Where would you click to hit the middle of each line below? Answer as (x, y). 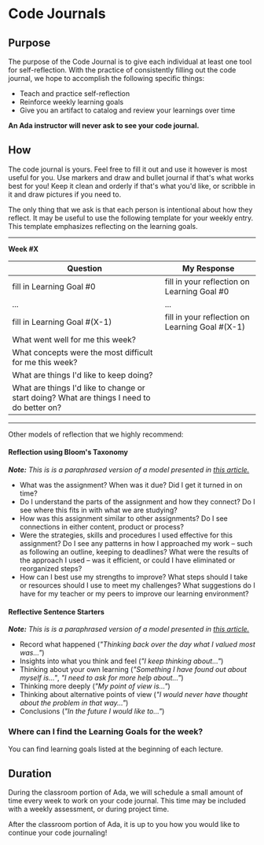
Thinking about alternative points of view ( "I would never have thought (134, 695)
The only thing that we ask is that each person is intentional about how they (130, 209)
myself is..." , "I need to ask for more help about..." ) (101, 678)
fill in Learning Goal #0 (54, 286)
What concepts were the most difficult (82, 352)
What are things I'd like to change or (79, 388)
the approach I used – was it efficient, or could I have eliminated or (127, 560)
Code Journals (57, 14)
